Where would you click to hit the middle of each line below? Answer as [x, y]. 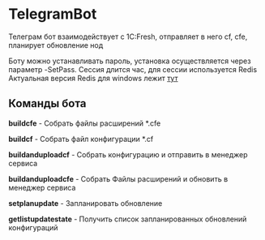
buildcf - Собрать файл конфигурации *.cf [81, 139]
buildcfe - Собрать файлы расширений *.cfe [85, 123]
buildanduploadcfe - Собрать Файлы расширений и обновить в [118, 178]
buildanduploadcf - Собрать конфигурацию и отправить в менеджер [128, 154]
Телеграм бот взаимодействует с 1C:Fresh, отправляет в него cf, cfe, [128, 36]
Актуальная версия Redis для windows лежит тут [93, 78]
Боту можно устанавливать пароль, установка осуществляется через [130, 61]
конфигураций [33, 227]
